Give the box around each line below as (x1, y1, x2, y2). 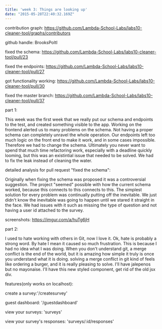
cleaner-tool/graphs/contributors (5, 30, 71, 36)
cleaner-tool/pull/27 (5, 68, 44, 74)
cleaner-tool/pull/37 (5, 97, 45, 103)
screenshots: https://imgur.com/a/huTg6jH (5, 217, 89, 222)
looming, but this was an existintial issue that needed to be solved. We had (5, 152, 154, 158)
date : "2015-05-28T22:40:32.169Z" (5, 12, 75, 16)
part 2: (5, 226, 18, 232)
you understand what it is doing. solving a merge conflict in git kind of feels (5, 256, 155, 262)
